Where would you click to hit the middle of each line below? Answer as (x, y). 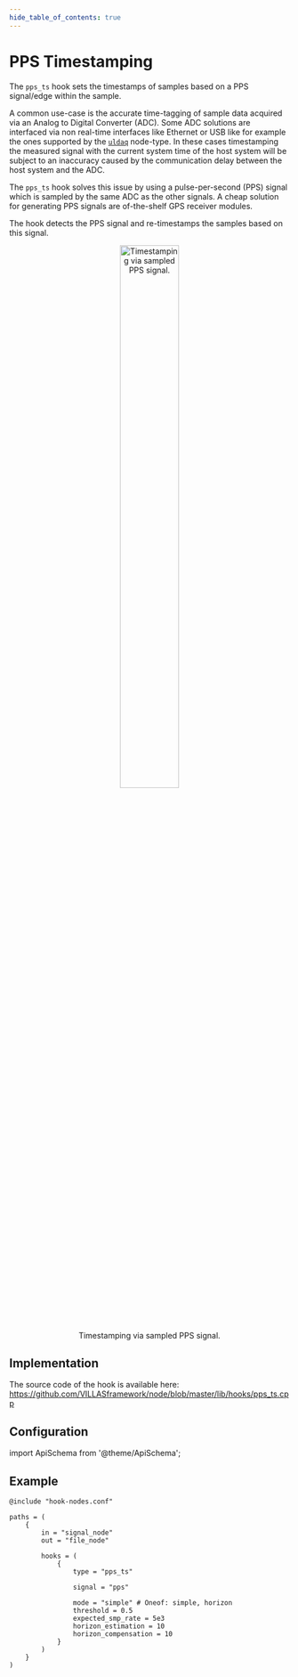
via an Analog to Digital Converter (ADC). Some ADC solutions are (130, 122)
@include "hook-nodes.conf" (61, 1502)
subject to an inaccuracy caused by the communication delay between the (146, 160)
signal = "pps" (101, 1587)
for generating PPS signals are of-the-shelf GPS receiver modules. (131, 206)
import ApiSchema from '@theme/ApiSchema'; (95, 1453)
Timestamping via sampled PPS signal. (149, 1335)
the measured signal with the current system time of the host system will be (148, 151)
